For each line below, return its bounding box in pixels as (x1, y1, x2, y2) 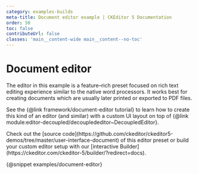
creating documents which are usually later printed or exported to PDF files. (6, 94, 193, 101)
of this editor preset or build (120, 136, 189, 144)
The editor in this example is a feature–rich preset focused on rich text (6, 82, 179, 89)
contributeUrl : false (6, 31, 60, 37)
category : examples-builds (6, 8, 73, 15)
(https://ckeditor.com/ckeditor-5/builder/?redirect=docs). (6, 149, 146, 156)
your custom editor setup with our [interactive (6, 142, 119, 150)
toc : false (6, 25, 33, 32)
